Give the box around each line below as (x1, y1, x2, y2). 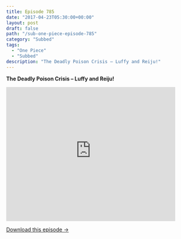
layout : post (6, 20, 39, 26)
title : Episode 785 (6, 8, 55, 15)
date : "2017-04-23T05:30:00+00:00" (6, 14, 95, 20)
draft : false (6, 25, 39, 32)
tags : (6, 42, 20, 48)
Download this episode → (6, 226, 69, 233)
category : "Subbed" (6, 36, 55, 42)
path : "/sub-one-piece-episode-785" (6, 31, 97, 37)
